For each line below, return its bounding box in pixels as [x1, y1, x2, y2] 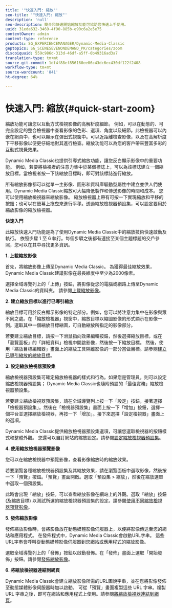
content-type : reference [5, 37, 58, 42]
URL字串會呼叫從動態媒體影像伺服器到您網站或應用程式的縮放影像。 [5, 539, 149, 545]
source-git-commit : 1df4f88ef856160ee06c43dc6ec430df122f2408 [5, 60, 141, 65]
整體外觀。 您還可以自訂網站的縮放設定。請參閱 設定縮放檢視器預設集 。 [14, 434, 164, 440]
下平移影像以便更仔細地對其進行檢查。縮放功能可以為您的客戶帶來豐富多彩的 [5, 140, 167, 146]
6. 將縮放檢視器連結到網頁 [5, 567, 60, 573]
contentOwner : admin [5, 31, 50, 37]
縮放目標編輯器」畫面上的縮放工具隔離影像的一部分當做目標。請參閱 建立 [14, 346, 167, 352]
